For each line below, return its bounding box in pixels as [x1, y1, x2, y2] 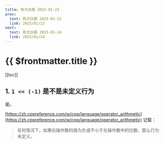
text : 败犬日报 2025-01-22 [9, 16, 62, 21]
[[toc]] [5, 72, 18, 77]
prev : [5, 12, 16, 17]
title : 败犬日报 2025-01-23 [5, 7, 60, 12]
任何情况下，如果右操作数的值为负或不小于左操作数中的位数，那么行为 [17, 127, 160, 133]
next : [5, 25, 16, 30]
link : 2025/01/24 [9, 35, 45, 40]
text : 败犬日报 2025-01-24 [9, 30, 62, 35]
